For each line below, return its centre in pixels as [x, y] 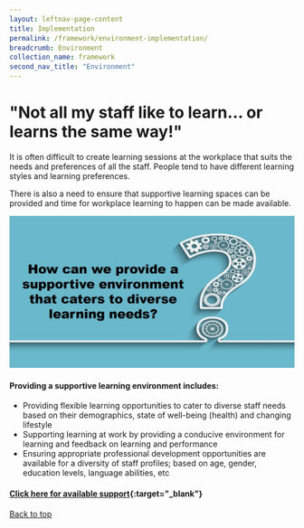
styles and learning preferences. [70, 175]
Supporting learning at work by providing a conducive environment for [153, 435]
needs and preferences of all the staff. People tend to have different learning [152, 166]
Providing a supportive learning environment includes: [114, 385]
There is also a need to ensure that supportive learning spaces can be [140, 193]
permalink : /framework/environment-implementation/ [109, 38]
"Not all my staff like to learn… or [136, 113]
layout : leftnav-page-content [66, 19]
